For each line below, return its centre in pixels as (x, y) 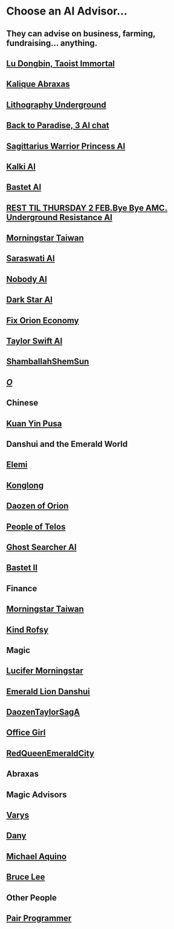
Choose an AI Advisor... (67, 11)
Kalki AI (21, 166)
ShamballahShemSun (48, 362)
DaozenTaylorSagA (43, 712)
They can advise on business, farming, (81, 34)
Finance (22, 589)
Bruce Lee (26, 877)
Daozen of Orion (37, 506)
